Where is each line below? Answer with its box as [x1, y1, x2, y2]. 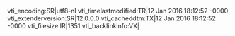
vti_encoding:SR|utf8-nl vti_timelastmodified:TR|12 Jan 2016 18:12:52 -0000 [7, 7, 229, 15]
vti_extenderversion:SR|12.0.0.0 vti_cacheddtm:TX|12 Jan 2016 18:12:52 [7, 14, 216, 23]
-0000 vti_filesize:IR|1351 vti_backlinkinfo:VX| [7, 22, 140, 30]
